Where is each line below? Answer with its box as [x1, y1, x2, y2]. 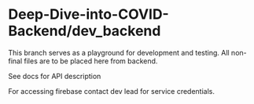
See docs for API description [8, 71, 101, 81]
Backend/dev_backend [8, 22, 161, 40]
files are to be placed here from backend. [24, 56, 158, 66]
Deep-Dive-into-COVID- [8, 5, 169, 23]
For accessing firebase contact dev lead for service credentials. [8, 86, 215, 95]
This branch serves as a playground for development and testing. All [8, 48, 230, 57]
